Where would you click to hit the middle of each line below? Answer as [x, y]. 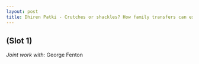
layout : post [22, 11]
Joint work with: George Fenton [45, 55]
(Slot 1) [19, 41]
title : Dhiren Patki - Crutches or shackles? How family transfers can [96, 17]
